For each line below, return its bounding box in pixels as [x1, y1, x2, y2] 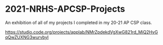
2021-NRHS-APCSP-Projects [5, 3, 125, 15]
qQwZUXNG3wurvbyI [5, 34, 49, 40]
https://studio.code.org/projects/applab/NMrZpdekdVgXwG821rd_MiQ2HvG [5, 29, 158, 35]
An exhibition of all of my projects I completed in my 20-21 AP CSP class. [5, 20, 152, 25]
